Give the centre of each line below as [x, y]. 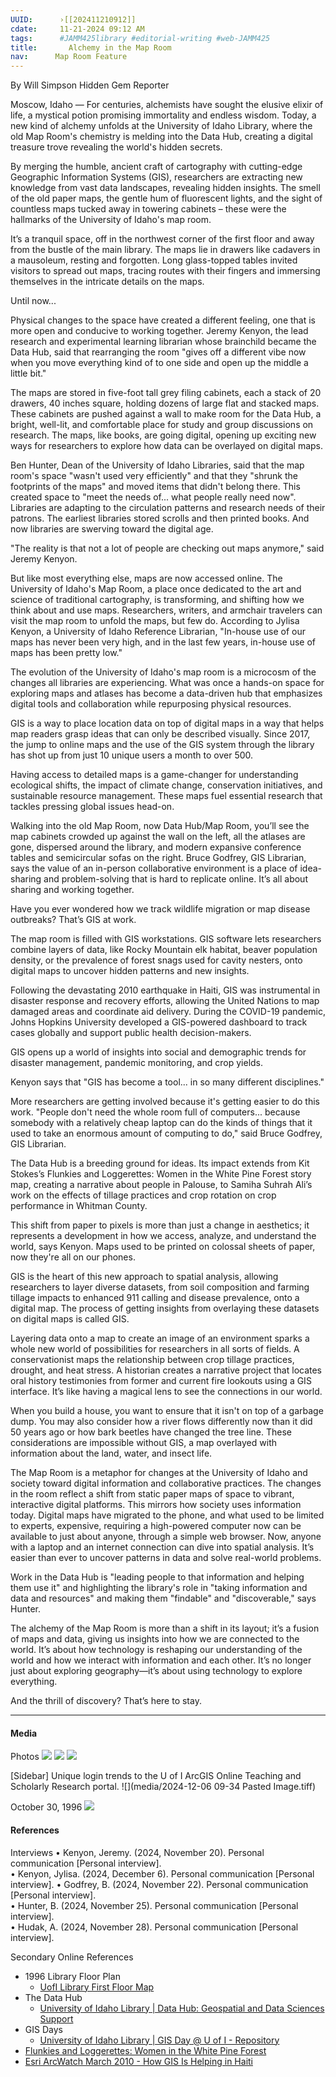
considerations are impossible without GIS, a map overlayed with [144, 1443]
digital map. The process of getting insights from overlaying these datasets [165, 1308]
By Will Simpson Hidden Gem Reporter [90, 85]
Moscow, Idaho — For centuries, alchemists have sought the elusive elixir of [167, 105]
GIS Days [43, 2029]
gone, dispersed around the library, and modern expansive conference [156, 847]
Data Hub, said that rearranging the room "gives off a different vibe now [158, 352]
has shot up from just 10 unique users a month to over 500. [132, 755]
